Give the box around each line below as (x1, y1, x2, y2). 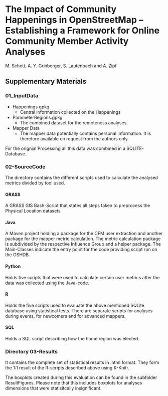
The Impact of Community (5, 4, 117, 15)
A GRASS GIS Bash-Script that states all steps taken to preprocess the (5, 203, 150, 209)
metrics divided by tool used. (5, 179, 65, 186)
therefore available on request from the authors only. (20, 135, 129, 141)
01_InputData (5, 92, 39, 99)
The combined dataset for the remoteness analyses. (20, 119, 128, 126)
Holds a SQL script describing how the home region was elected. (5, 335, 139, 341)
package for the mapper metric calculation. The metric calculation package (5, 236, 161, 242)
